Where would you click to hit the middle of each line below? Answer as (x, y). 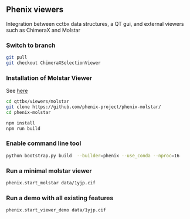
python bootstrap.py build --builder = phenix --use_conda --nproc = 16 (93, 156)
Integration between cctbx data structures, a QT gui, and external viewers (95, 23)
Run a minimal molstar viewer (49, 171)
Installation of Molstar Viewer (49, 78)
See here (17, 91)
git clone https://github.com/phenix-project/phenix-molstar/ (84, 107)
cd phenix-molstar (28, 112)
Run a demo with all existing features (60, 198)
